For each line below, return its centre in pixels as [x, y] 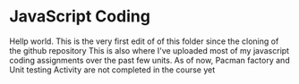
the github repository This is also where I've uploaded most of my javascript [149, 50]
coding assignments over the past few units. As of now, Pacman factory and [149, 60]
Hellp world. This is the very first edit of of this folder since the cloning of [144, 41]
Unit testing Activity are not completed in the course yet [112, 70]
